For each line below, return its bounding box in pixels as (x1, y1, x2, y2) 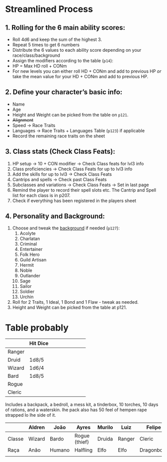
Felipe (146, 424, 162, 431)
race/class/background (12, 52, 61, 58)
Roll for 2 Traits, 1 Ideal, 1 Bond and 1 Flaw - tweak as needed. (12, 299, 139, 305)
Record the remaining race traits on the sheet (12, 133, 105, 139)
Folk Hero (19, 251, 40, 257)
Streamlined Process (5, 3, 93, 15)
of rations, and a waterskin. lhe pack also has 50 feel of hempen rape (5, 407, 147, 413)
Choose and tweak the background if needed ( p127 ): (12, 225, 120, 231)
